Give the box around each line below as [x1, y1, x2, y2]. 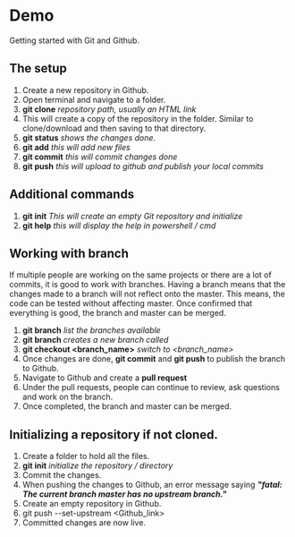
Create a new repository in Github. [21, 84, 149, 95]
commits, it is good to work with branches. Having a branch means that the [9, 279, 286, 290]
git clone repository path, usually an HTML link [21, 104, 197, 115]
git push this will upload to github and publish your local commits [21, 160, 264, 171]
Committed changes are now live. [21, 517, 146, 528]
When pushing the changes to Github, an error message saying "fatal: [21, 480, 283, 490]
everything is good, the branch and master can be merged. [9, 308, 226, 319]
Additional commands [9, 187, 135, 202]
